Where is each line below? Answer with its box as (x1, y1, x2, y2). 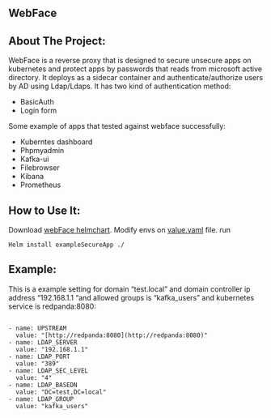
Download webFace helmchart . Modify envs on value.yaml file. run (8, 225, 231, 235)
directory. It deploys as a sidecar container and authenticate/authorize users (8, 73, 264, 83)
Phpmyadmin (19, 146, 65, 156)
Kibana (19, 172, 44, 181)
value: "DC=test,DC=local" (15, 388, 107, 396)
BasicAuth (19, 97, 54, 107)
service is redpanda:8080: (8, 301, 97, 311)
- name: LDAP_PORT (8, 352, 70, 360)
